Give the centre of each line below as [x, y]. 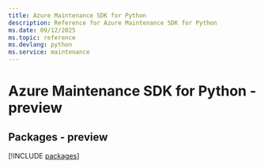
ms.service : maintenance [49, 52]
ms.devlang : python [40, 45]
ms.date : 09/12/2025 [42, 30]
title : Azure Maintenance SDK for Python [77, 15]
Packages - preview [58, 137]
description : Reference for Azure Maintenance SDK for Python [113, 23]
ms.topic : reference [42, 37]
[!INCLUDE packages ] [44, 156]
